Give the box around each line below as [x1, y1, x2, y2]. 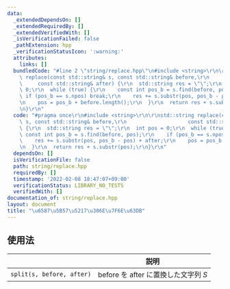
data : [7, 10, 23, 17]
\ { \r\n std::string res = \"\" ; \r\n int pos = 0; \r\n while [19, 125, 207, 131]
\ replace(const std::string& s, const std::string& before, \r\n [19, 73, 210, 81]
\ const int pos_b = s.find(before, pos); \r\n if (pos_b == [19, 131, 204, 138]
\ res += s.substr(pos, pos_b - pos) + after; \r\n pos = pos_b [19, 138, 222, 144]
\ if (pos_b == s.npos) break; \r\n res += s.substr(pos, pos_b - [19, 93, 219, 100]
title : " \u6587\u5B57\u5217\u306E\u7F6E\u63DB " [7, 208, 146, 214]
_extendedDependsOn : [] [13, 16, 81, 23]
